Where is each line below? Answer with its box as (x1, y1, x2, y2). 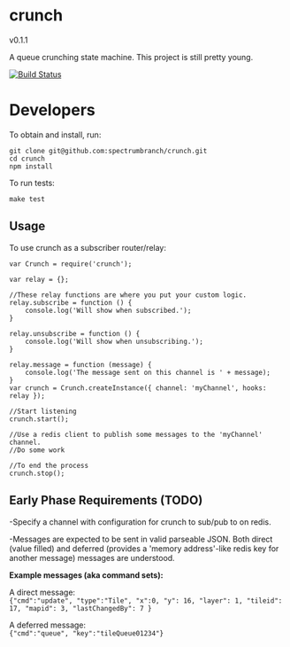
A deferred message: (9, 620, 87, 630)
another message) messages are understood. (9, 552, 175, 563)
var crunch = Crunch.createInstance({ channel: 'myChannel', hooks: (9, 383, 267, 393)
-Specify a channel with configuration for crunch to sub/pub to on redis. (9, 516, 271, 527)
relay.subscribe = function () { (9, 298, 133, 307)
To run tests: (9, 177, 55, 188)
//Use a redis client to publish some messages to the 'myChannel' (9, 430, 263, 439)
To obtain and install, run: (9, 129, 102, 140)
